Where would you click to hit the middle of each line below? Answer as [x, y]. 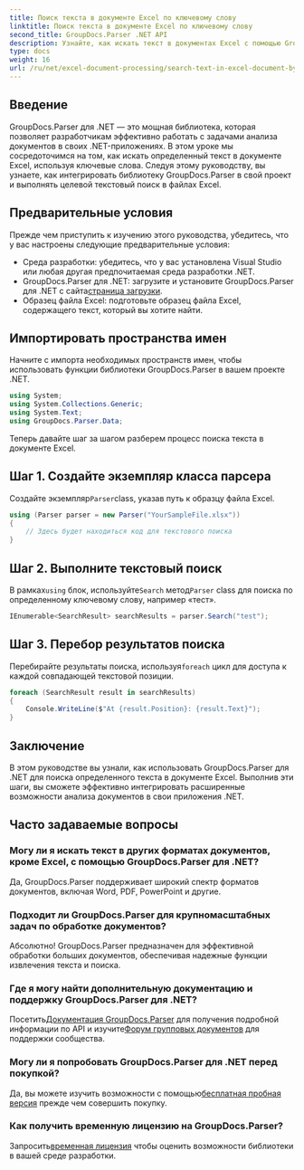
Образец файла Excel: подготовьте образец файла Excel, [132, 300]
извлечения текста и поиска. [65, 965]
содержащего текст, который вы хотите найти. [113, 309]
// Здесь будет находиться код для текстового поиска [129, 532]
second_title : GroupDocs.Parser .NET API [89, 34]
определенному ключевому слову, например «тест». [113, 599]
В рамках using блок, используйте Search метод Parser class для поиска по [151, 590]
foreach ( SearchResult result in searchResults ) [103, 692]
